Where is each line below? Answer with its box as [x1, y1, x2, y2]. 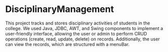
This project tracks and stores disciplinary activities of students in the [5, 20, 150, 26]
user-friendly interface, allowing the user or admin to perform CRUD [5, 30, 147, 36]
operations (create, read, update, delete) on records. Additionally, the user [5, 36, 160, 42]
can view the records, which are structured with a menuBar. [5, 41, 130, 47]
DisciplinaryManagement [5, 3, 114, 15]
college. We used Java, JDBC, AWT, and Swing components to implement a [5, 25, 163, 31]
